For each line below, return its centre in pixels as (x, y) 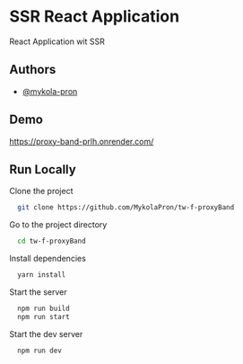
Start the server (38, 292)
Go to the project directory (58, 225)
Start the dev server (46, 333)
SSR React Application (95, 17)
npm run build (43, 308)
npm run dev (40, 351)
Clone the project (41, 191)
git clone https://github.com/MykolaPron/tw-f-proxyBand (126, 208)
